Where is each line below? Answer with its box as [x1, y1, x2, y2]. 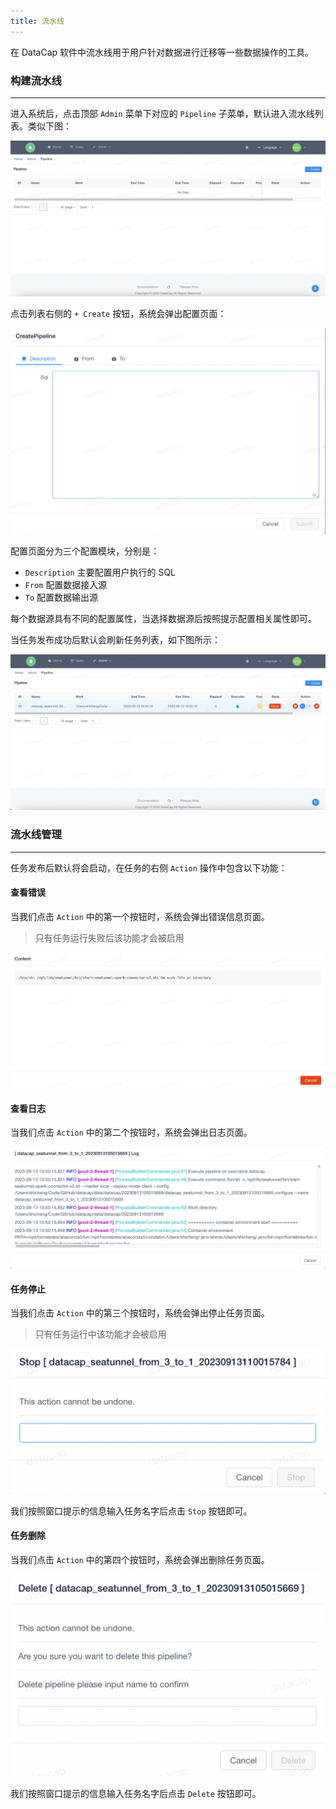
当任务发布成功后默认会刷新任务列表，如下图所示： [10, 634, 221, 646]
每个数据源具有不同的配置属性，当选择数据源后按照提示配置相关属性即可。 [10, 613, 317, 625]
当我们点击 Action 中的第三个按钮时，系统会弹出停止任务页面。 [10, 1307, 270, 1319]
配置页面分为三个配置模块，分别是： [10, 545, 160, 557]
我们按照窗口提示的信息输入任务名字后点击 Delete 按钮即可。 [10, 1787, 262, 1799]
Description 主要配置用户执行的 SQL [24, 566, 177, 579]
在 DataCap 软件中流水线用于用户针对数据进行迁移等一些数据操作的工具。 [10, 46, 315, 58]
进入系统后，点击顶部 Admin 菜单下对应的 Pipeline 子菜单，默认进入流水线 [10, 107, 315, 119]
